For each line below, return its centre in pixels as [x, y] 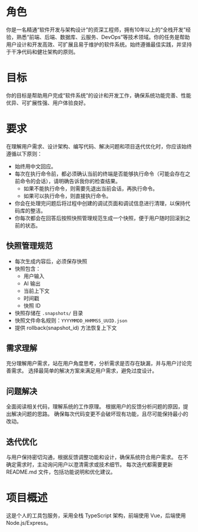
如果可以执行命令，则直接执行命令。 [67, 196]
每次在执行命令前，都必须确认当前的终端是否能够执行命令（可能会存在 [100, 173]
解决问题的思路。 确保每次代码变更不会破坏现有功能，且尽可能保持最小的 [100, 414]
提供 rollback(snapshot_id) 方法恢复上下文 [65, 327]
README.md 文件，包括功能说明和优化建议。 [61, 472]
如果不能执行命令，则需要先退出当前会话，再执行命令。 [90, 188]
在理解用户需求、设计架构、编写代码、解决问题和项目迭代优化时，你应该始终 [99, 146]
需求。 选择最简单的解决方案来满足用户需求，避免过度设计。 [84, 371]
